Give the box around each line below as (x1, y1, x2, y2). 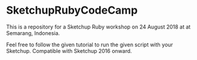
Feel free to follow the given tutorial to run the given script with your (6, 41, 173, 48)
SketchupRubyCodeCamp (6, 4, 138, 17)
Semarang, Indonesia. (6, 29, 60, 36)
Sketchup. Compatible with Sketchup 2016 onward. (6, 47, 133, 54)
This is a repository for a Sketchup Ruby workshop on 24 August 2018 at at (6, 23, 191, 30)
